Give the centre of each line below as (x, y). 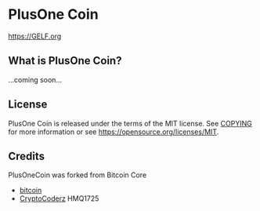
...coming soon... (35, 79)
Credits (27, 156)
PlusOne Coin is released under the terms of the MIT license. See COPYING (130, 123)
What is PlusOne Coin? (65, 61)
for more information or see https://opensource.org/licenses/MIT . (114, 132)
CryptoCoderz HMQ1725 (59, 198)
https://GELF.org (35, 36)
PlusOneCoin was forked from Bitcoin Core (78, 175)
